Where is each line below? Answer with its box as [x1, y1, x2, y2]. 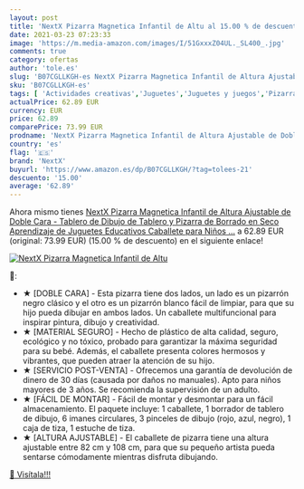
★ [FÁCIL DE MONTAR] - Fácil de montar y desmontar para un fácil [22, 394, 273, 405]
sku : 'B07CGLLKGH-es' [9, 81, 91, 90]
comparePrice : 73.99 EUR [9, 123, 103, 132]
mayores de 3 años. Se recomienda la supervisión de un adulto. [22, 384, 261, 395]
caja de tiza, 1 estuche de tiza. [22, 423, 136, 434]
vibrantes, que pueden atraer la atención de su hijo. [22, 355, 215, 367]
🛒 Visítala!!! [9, 469, 52, 480]
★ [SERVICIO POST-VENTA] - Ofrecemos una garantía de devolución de [22, 365, 293, 376]
